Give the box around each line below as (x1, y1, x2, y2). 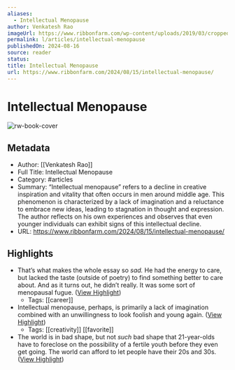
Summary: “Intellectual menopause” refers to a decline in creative (17, 183, 207, 191)
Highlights (7, 247, 54, 259)
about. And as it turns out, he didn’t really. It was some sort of (17, 281, 196, 290)
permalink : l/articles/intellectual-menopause (7, 36, 145, 43)
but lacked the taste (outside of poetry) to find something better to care (17, 274, 224, 282)
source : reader (7, 50, 52, 57)
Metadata (7, 142, 50, 154)
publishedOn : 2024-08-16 (7, 43, 80, 50)
